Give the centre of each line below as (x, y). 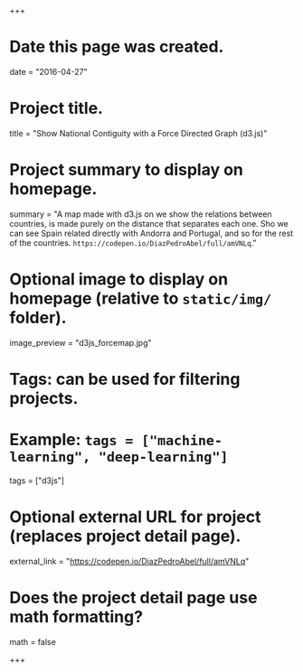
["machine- (182, 441)
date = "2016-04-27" (48, 71)
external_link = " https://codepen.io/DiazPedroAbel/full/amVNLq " (129, 561)
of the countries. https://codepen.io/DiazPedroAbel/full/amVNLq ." (133, 243)
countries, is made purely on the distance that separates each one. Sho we (149, 223)
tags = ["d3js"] (37, 481)
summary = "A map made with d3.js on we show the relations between (141, 214)
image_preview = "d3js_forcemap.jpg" (80, 342)
